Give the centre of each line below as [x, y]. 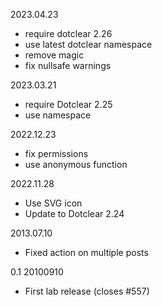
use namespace [58, 115]
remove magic [54, 55]
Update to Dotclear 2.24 [74, 213]
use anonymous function [76, 164]
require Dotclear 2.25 [68, 104]
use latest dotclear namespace [88, 44]
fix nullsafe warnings [68, 65]
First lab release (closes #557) [87, 291]
